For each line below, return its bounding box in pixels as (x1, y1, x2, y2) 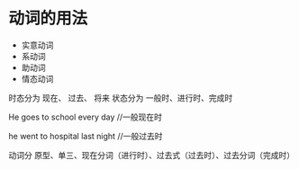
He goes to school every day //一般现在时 (8, 111, 163, 122)
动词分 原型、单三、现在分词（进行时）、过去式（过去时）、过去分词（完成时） (8, 149, 294, 160)
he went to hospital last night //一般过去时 (8, 130, 163, 141)
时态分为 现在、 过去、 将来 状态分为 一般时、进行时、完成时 (8, 92, 233, 103)
